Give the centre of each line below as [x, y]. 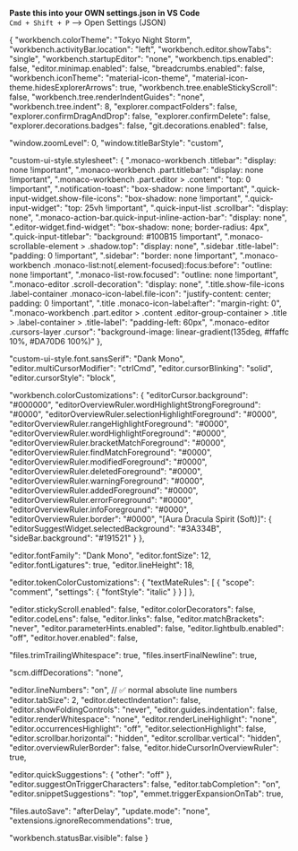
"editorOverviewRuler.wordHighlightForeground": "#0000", [118, 433]
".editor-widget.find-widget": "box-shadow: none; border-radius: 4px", [140, 227]
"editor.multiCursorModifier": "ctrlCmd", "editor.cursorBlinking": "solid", [141, 368]
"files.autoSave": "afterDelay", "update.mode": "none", [110, 811]
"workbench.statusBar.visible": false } [79, 838]
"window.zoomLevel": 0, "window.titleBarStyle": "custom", [116, 143]
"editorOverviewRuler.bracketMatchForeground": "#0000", [118, 443]
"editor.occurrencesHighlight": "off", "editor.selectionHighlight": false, [138, 729]
